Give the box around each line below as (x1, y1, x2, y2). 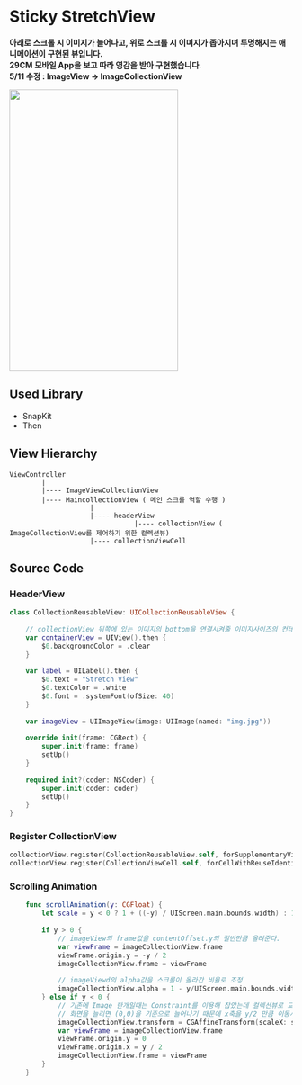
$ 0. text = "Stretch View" (41, 675, 139, 685)
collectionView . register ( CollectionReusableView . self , (9, 850, 219, 860)
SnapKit (22, 410, 52, 421)
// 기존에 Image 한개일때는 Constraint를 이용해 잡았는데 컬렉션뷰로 (57, 1000, 284, 1009)
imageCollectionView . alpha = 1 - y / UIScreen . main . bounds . (57, 984, 280, 993)
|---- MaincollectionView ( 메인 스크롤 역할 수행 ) (41, 495, 226, 505)
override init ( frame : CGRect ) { (25, 733, 147, 743)
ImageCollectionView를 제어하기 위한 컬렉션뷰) (9, 528, 170, 537)
